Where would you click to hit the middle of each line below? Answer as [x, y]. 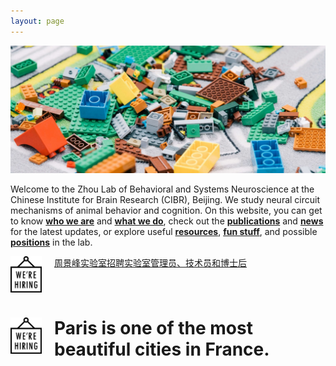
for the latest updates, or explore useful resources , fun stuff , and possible [164, 232]
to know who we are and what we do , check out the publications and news [167, 221]
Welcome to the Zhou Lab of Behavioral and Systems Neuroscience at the [162, 189]
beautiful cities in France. [162, 349]
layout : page [37, 21]
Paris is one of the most [153, 327]
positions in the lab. [51, 242]
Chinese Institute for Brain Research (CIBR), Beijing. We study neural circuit [165, 200]
